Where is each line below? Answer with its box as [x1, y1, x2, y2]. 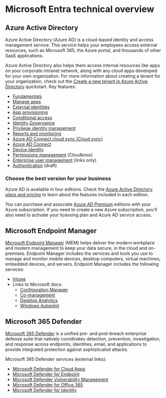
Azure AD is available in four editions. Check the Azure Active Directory [5, 186, 153, 192]
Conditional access [12, 115, 53, 121]
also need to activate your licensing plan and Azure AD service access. [5, 212, 152, 218]
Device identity [12, 147, 44, 152]
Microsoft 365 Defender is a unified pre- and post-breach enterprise [5, 330, 147, 336]
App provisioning [12, 109, 48, 115]
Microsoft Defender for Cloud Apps [12, 365, 86, 371]
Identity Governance [12, 120, 55, 126]
